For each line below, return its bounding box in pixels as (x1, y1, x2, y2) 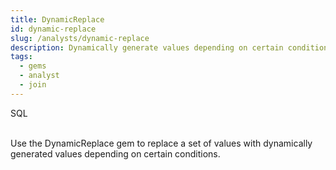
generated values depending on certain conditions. (10, 147, 221, 160)
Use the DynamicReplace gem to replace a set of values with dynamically (10, 137, 313, 149)
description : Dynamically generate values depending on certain (10, 42, 284, 53)
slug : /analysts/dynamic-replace (10, 33, 150, 43)
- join (19, 80, 47, 90)
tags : (10, 52, 33, 62)
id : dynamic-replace (10, 24, 97, 34)
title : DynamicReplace (10, 14, 105, 25)
